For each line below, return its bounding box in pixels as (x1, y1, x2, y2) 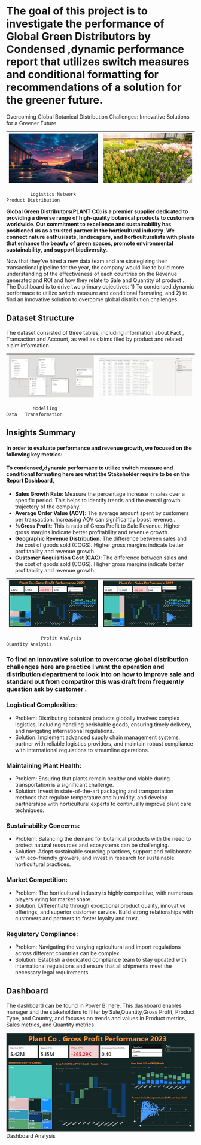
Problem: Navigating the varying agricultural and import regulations (14, 943, 181, 950)
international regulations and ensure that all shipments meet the (14, 962, 172, 970)
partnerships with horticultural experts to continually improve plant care (14, 801, 191, 808)
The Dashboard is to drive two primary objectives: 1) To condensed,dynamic (6, 283, 194, 290)
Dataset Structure (6, 313, 75, 323)
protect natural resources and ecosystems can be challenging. (14, 841, 169, 849)
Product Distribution (6, 197, 60, 203)
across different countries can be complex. (14, 950, 121, 957)
